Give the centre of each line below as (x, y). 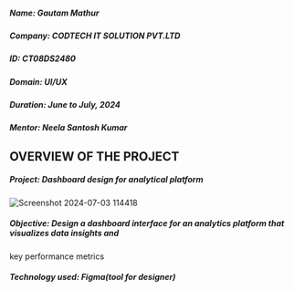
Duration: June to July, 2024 (65, 105)
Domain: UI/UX (39, 81)
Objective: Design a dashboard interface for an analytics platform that (147, 223)
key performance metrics (57, 256)
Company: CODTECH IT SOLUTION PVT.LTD (95, 36)
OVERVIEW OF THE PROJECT (94, 156)
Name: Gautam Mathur (54, 13)
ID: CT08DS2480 (42, 58)
